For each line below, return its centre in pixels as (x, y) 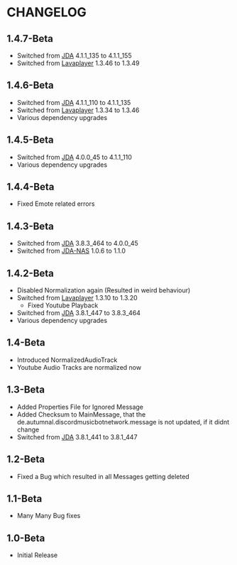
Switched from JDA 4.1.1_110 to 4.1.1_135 (74, 102)
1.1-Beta (24, 499)
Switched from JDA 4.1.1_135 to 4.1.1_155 (74, 55)
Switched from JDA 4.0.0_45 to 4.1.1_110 (75, 157)
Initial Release (37, 555)
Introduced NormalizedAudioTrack (67, 360)
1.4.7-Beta (30, 39)
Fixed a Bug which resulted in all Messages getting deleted (103, 476)
